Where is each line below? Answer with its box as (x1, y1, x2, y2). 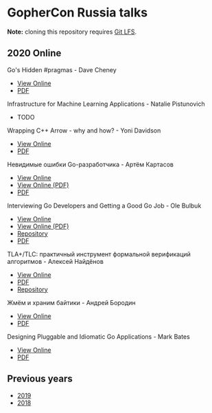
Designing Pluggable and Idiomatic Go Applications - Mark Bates (7, 332, 190, 341)
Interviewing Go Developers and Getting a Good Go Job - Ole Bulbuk (7, 201, 202, 210)
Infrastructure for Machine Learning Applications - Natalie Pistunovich (7, 100, 206, 108)
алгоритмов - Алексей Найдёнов (7, 257, 104, 265)
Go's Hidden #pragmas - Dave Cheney (7, 65, 117, 74)
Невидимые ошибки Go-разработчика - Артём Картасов (7, 160, 174, 168)
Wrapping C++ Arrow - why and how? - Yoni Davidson (7, 126, 161, 135)
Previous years (7, 373, 73, 385)
